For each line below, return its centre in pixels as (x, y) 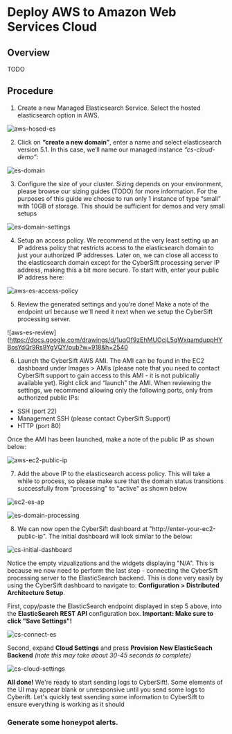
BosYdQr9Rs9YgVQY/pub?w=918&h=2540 (68, 347)
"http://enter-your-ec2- (182, 528)
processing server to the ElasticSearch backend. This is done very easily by (115, 578)
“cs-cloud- (200, 149)
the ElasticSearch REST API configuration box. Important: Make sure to (110, 613)
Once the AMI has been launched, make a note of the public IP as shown (111, 439)
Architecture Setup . (36, 592)
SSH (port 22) (37, 411)
